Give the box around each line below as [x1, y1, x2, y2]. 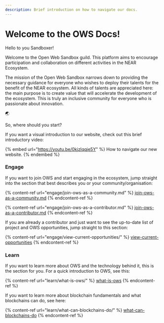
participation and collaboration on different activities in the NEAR [5, 60, 136, 66]
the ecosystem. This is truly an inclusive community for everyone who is [5, 95, 152, 101]
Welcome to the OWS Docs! [5, 28, 121, 39]
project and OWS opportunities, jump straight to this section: [5, 224, 128, 230]
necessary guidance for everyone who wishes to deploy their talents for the [5, 79, 159, 85]
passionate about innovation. [5, 101, 64, 107]
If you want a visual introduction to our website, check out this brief [5, 131, 142, 137]
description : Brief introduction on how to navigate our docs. [5, 7, 138, 12]
